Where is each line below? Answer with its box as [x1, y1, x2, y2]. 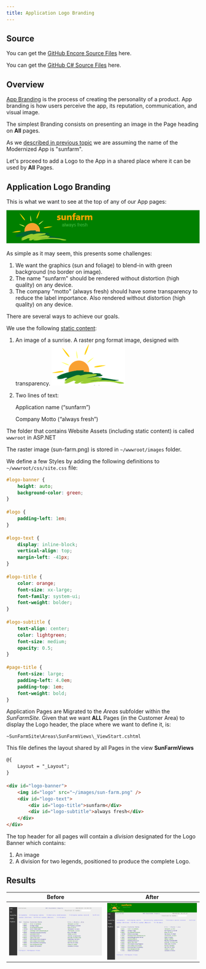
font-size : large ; [17, 671, 64, 678]
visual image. [6, 109, 40, 116]
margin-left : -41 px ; [17, 554, 70, 561]
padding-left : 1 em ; [17, 515, 67, 522]
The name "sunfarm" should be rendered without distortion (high [15, 274, 180, 282]
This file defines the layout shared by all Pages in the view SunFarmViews [6, 744, 194, 752]
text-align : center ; [17, 625, 70, 631]
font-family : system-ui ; [17, 593, 81, 600]
